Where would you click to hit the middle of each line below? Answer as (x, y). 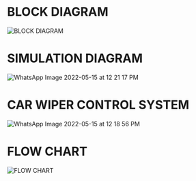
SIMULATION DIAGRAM (75, 58)
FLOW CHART (47, 152)
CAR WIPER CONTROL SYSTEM (98, 105)
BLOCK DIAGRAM (58, 12)
